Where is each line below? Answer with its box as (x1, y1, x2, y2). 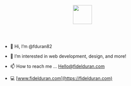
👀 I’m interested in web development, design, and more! (10, 53, 126, 59)
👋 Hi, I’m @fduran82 (10, 44, 52, 49)
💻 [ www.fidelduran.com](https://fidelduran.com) (10, 75, 113, 81)
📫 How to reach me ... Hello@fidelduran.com (10, 63, 105, 69)
